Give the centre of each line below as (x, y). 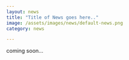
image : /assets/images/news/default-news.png (64, 23)
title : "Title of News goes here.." (52, 17)
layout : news (23, 12)
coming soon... (25, 51)
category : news (25, 28)
